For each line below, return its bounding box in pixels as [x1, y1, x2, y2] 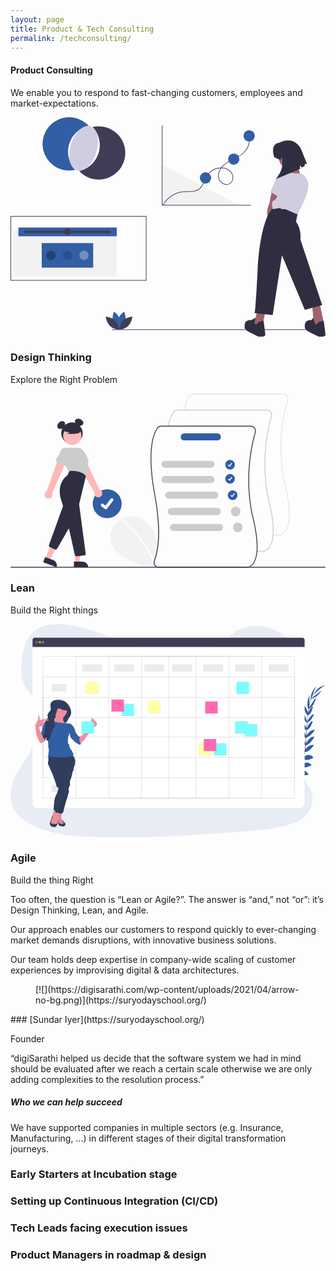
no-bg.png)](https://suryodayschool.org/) [35, 994, 207, 1006]
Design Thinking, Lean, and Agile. [10, 904, 149, 916]
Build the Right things [10, 604, 98, 616]
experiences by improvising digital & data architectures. [10, 964, 240, 976]
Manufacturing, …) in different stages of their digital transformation [10, 1132, 287, 1144]
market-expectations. [10, 97, 99, 109]
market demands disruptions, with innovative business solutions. [10, 934, 277, 946]
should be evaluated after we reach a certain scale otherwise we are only [10, 1062, 313, 1075]
